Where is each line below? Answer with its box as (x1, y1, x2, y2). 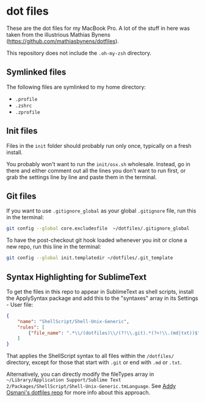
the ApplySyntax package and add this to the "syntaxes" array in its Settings (6, 294, 198, 302)
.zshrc (15, 103, 32, 109)
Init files (6, 126, 38, 136)
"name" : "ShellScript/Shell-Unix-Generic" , (17, 318, 130, 324)
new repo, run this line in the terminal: (6, 243, 102, 250)
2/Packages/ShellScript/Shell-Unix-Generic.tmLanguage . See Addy (6, 382, 176, 390)
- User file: (6, 301, 34, 308)
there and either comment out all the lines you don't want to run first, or (6, 167, 186, 174)
